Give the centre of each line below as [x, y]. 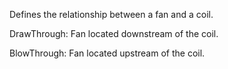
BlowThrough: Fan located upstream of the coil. [107, 53]
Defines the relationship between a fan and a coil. [111, 14]
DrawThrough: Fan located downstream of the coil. [114, 33]
